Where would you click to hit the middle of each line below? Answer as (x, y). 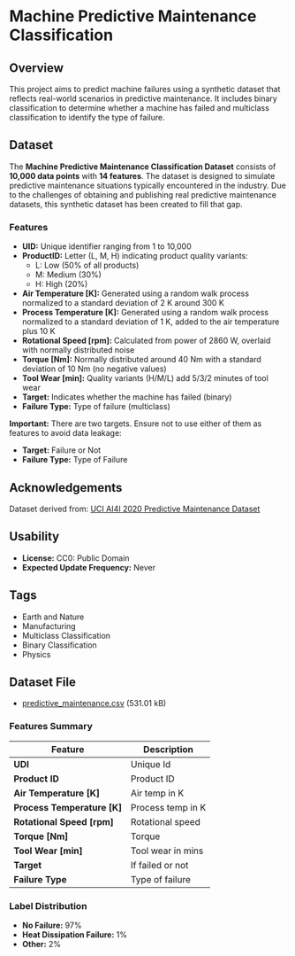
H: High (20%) (61, 284)
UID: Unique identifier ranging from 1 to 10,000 (106, 246)
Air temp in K (158, 793)
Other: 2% (42, 944)
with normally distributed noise (78, 350)
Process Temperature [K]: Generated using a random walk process (145, 313)
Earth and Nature (53, 617)
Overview (37, 68)
